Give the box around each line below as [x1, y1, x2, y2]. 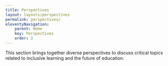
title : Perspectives [5, 7, 50, 13]
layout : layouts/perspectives [5, 12, 70, 17]
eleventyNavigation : [5, 21, 50, 27]
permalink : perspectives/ [5, 17, 61, 22]
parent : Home [14, 26, 43, 31]
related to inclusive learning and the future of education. [5, 55, 124, 61]
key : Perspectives [14, 31, 54, 36]
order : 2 [14, 36, 33, 41]
